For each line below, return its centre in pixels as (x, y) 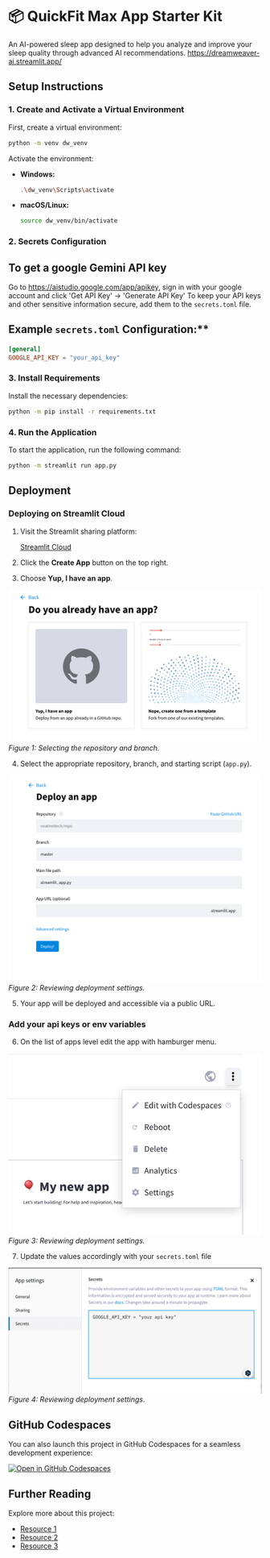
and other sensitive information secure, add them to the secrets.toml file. (130, 304)
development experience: (51, 1453)
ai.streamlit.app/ (35, 61)
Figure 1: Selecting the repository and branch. (84, 748)
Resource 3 (39, 1546)
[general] (25, 349)
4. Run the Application (53, 432)
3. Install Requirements (54, 378)
